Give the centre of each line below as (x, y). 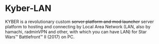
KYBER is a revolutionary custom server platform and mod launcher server (79, 22)
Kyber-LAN (28, 8)
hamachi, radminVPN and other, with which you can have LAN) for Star (76, 32)
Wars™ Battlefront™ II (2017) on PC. (40, 37)
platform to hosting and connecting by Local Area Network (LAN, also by (78, 26)
